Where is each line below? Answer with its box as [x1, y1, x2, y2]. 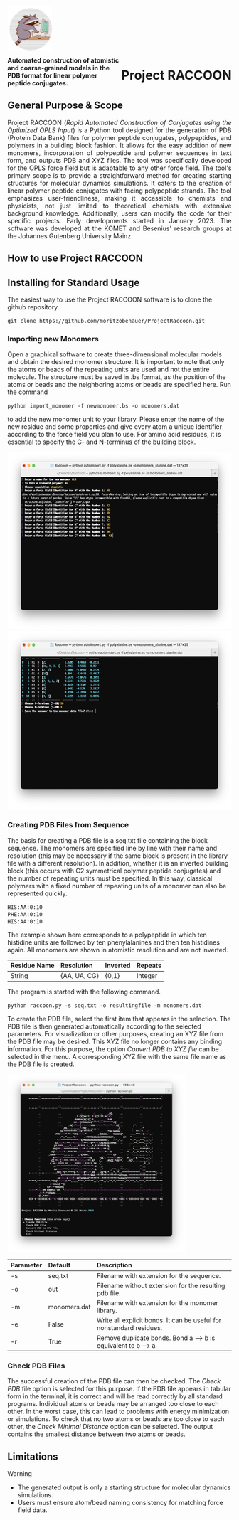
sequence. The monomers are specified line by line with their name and [7, 844, 218, 852]
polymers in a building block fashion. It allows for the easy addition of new [7, 141, 232, 149]
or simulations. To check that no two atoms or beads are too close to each [7, 1415, 225, 1423]
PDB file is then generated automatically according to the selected [7, 1022, 201, 1031]
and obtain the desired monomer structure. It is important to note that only [7, 358, 225, 366]
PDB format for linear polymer [7, 71, 98, 80]
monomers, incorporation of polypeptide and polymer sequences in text [7, 148, 232, 157]
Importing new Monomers [7, 334, 100, 344]
